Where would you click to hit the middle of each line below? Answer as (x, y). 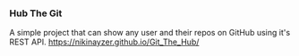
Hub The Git (36, 13)
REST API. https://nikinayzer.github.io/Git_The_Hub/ (104, 42)
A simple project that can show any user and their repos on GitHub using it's (150, 33)
